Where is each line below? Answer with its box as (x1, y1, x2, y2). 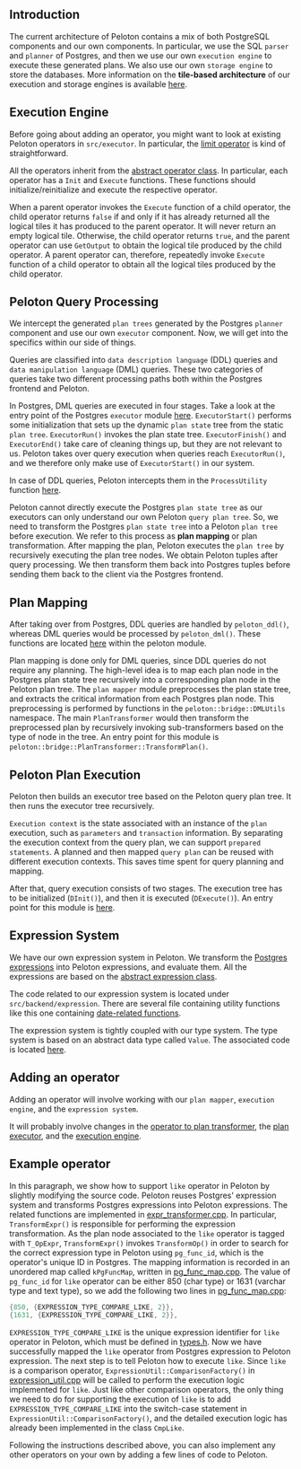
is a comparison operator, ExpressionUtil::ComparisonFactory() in (9, 1365, 255, 1377)
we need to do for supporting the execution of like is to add (9, 1394, 231, 1404)
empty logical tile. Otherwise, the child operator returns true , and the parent (9, 230, 290, 241)
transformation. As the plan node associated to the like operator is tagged (9, 1227, 285, 1238)
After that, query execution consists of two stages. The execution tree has (9, 884, 283, 894)
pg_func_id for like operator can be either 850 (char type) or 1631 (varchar (9, 1275, 287, 1287)
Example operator (9, 1157, 111, 1172)
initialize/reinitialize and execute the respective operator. (9, 184, 218, 195)
